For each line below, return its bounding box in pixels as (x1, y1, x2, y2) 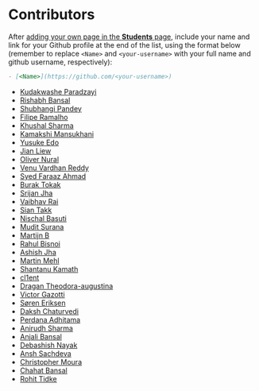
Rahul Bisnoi (19, 238, 61, 248)
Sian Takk (19, 205, 52, 215)
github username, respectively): (8, 57, 113, 67)
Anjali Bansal (19, 331, 62, 341)
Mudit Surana (19, 222, 64, 231)
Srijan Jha (19, 188, 53, 198)
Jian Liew (19, 145, 52, 156)
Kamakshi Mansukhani (19, 129, 94, 138)
